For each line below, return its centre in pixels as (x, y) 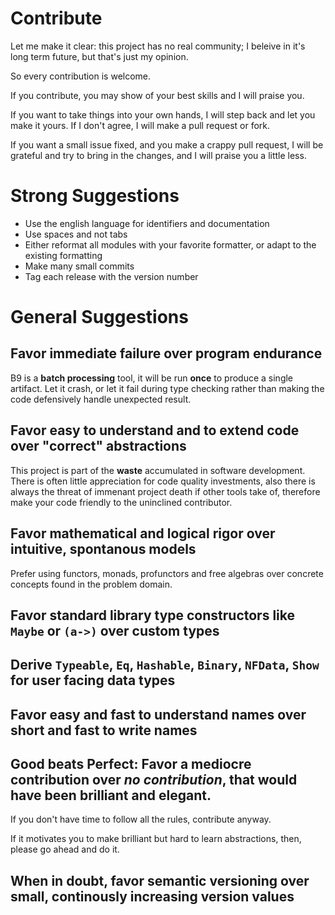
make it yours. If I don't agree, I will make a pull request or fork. (140, 125)
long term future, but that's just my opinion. (99, 56)
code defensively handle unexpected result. (101, 399)
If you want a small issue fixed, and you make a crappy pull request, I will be (167, 144)
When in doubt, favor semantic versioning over (160, 880)
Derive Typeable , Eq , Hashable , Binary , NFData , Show (165, 665)
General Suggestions (99, 317)
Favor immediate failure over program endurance (166, 353)
